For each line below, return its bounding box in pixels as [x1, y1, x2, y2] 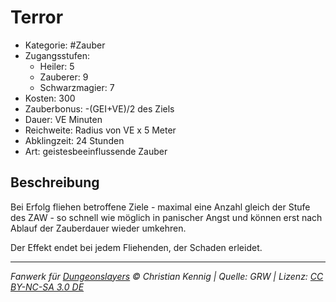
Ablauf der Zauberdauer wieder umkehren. [10, 222, 187, 234]
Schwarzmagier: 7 [39, 81, 115, 93]
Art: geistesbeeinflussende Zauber [24, 145, 168, 157]
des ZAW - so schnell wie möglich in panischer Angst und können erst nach [10, 211, 323, 223]
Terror [10, 6, 64, 29]
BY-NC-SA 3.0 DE [10, 281, 85, 293]
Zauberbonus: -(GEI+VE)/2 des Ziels [24, 102, 175, 115]
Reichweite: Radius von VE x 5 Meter [24, 124, 177, 136]
